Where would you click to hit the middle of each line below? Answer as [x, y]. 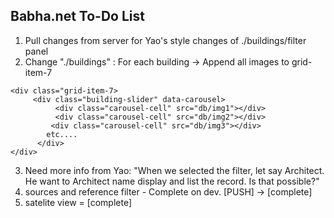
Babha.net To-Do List [77, 16]
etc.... [62, 134]
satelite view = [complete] [78, 202]
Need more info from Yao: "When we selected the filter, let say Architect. [174, 170]
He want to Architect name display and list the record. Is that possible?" [172, 181]
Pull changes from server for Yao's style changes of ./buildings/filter [165, 40]
